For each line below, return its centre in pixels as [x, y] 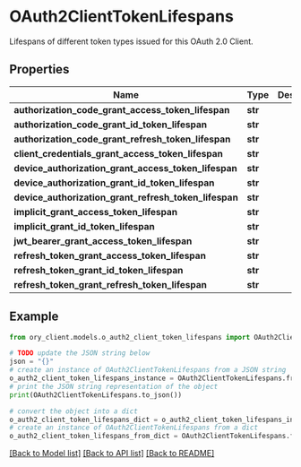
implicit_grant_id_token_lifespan [84, 226]
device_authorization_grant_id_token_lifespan [114, 183]
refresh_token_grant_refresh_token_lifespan [111, 284]
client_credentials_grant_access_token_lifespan [119, 153]
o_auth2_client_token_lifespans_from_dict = [94, 437]
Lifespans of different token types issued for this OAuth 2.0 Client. [131, 41]
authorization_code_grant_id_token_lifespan [111, 125]
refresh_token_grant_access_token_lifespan [110, 255]
